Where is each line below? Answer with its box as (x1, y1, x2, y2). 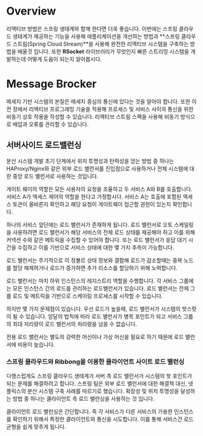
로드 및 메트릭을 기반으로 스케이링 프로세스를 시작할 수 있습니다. (12, 292, 163, 300)
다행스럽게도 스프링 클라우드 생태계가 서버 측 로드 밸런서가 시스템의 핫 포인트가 (6, 372, 193, 380)
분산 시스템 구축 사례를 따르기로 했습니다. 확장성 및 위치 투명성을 (27, 387, 179, 395)
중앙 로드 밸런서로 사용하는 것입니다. (12, 172, 99, 179)
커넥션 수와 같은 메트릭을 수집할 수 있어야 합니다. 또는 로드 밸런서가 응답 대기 (6, 236, 187, 243)
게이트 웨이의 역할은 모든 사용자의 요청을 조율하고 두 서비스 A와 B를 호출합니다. (6, 185, 193, 192)
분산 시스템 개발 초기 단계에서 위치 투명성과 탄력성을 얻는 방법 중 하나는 (6, 157, 175, 164)
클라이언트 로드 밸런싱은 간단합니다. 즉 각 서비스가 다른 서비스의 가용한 (6, 407, 173, 415)
